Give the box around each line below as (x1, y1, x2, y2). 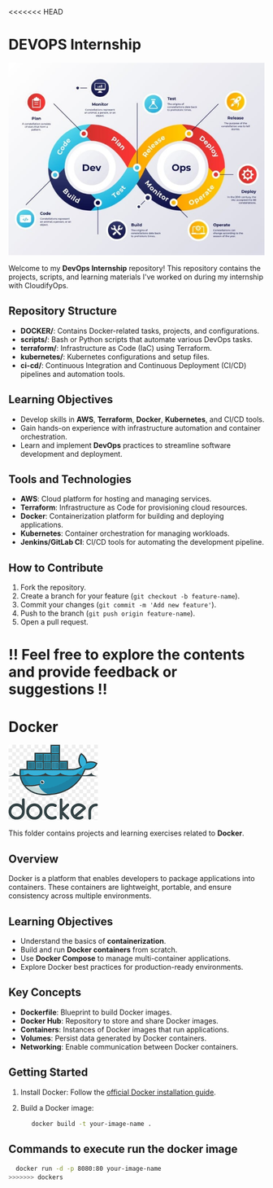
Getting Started (8, 1066, 89, 1080)
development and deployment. (19, 449, 123, 458)
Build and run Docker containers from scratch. (19, 945, 178, 954)
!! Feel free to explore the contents (8, 646, 245, 664)
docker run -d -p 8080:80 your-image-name (15, 1164, 162, 1173)
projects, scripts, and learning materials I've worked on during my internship (8, 272, 264, 282)
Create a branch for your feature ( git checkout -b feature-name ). (19, 591, 240, 601)
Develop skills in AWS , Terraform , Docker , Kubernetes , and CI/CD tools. (19, 414, 265, 424)
